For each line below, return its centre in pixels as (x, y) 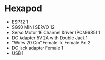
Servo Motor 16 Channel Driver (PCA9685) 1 (56, 32)
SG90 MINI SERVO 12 (33, 27)
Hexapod (23, 9)
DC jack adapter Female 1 (37, 48)
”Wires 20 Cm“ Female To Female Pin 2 (51, 42)
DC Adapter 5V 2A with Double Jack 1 (50, 38)
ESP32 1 (20, 22)
